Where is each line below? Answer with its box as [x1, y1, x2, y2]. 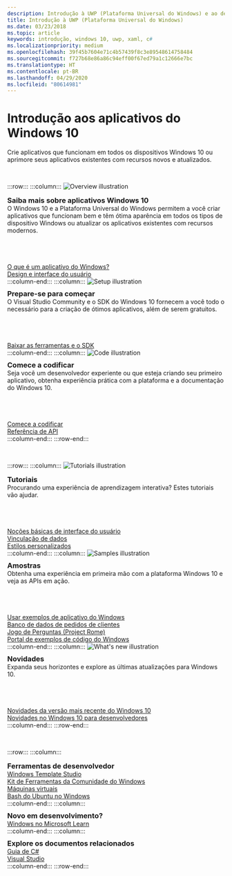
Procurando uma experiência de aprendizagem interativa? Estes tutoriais [7, 483, 214, 492]
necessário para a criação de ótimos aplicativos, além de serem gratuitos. [7, 305, 217, 313]
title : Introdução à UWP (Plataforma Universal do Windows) [7, 17, 184, 24]
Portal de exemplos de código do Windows [7, 635, 130, 644]
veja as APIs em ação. [7, 577, 70, 585]
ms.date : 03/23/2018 [7, 23, 67, 30]
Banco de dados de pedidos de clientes [7, 620, 120, 629]
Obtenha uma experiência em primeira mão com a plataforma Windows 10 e [7, 570, 223, 578]
